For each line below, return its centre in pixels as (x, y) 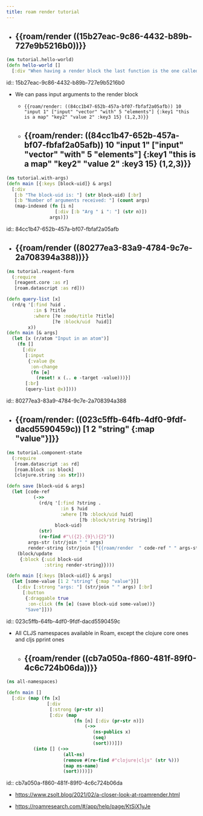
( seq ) (100, 738)
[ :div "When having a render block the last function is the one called (105, 71)
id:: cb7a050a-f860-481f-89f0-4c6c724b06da (64, 783)
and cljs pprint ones (40, 639)
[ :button (33, 593)
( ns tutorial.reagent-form (40, 271)
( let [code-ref (31, 492)
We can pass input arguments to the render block (76, 94)
